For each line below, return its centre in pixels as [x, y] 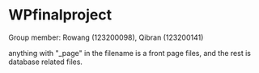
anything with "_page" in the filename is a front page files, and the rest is [129, 53]
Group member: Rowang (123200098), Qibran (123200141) [106, 37]
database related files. [46, 62]
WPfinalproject [60, 15]
